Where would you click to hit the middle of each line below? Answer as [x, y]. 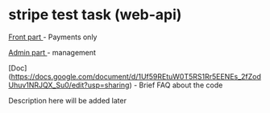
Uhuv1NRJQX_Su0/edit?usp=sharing [69, 85]
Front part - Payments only [53, 37]
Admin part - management [52, 52]
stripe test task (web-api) [95, 15]
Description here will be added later [68, 100]
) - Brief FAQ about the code [176, 85]
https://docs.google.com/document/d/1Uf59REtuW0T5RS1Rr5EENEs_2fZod [136, 76]
